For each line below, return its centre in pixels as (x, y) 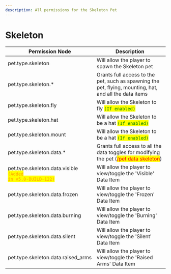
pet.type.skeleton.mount (37, 134)
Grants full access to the (126, 74)
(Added (16, 174)
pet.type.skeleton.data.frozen (43, 194)
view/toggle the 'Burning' (127, 215)
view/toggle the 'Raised (125, 257)
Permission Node (50, 51)
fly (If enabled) (116, 108)
